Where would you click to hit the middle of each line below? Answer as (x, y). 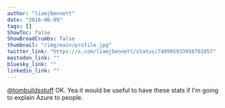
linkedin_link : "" (33, 70)
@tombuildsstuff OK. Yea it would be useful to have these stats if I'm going (113, 90)
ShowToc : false (29, 32)
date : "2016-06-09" (35, 20)
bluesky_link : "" (32, 64)
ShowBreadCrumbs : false (41, 39)
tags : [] (20, 26)
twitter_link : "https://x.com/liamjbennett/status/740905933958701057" (111, 52)
